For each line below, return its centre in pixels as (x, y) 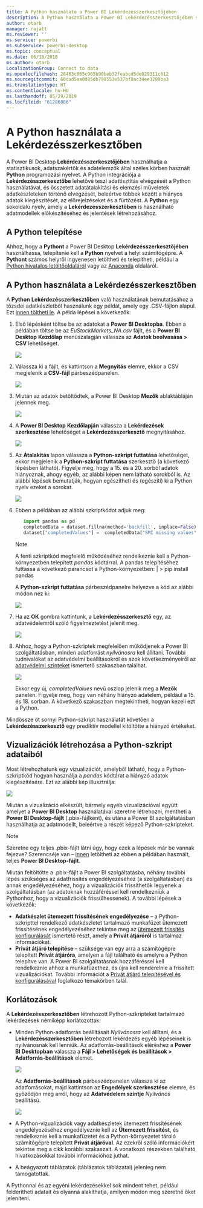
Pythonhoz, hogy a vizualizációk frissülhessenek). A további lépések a (94, 898)
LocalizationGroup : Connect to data (52, 68)
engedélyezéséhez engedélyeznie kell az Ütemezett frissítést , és (97, 1130)
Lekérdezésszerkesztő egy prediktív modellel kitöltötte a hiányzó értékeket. (101, 726)
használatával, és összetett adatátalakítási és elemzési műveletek (88, 187)
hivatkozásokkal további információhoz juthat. (72, 1156)
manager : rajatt (27, 29)
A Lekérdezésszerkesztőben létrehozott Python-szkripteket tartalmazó (95, 1014)
